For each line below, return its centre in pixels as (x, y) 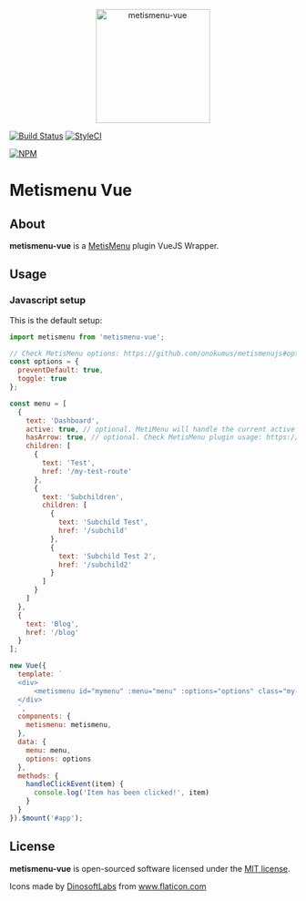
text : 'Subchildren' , (83, 497)
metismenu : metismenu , (69, 725)
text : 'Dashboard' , (63, 420)
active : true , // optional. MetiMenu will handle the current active (161, 429)
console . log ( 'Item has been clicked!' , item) (121, 793)
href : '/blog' (52, 632)
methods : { (38, 776)
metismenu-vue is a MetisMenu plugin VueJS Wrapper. (114, 246)
